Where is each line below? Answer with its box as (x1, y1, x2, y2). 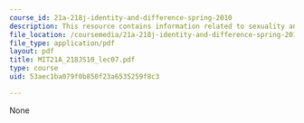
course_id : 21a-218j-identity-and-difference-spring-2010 (9, 13, 233, 23)
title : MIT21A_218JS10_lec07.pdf (9, 55, 136, 64)
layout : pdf (9, 47, 54, 56)
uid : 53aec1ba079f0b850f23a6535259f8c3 (9, 72, 160, 81)
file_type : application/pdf (9, 38, 116, 48)
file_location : (9, 30, 67, 39)
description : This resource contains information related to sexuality (9, 22, 285, 31)
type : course (9, 64, 59, 73)
